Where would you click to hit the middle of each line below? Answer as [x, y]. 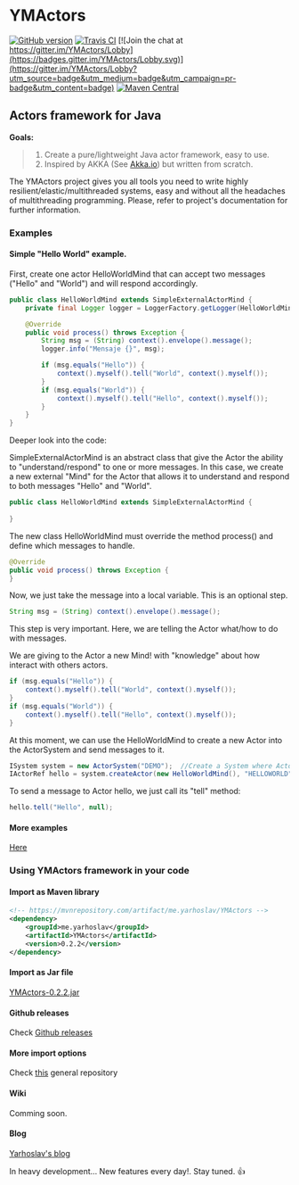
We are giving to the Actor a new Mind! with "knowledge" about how [135, 656]
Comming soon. [38, 1113]
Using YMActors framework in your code [99, 871]
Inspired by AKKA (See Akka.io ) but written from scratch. [149, 164]
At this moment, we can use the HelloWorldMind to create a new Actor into [146, 740]
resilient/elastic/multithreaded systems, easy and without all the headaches [148, 191]
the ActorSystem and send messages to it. [87, 750]
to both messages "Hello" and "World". [81, 486]
